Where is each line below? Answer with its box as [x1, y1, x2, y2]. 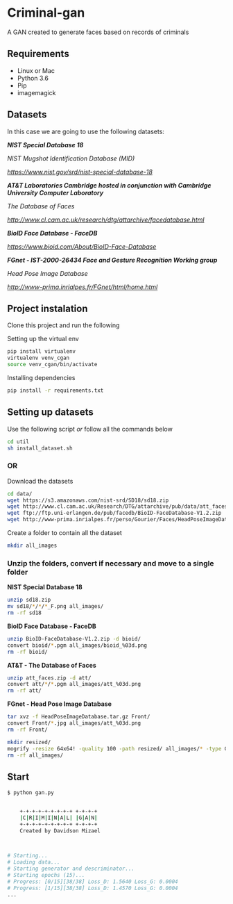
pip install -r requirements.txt [7, 387, 104, 394]
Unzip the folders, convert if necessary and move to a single [7, 558, 214, 568]
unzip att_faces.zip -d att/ [7, 674, 92, 682]
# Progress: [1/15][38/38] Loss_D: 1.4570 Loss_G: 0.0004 [7, 885, 178, 891]
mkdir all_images [7, 542, 58, 550]
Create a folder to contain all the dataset [7, 529, 123, 537]
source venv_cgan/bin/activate [7, 361, 98, 368]
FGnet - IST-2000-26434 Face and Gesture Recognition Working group [7, 256, 218, 264]
